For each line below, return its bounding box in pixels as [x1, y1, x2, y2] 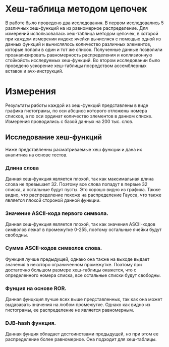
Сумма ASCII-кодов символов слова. [5, 245, 102, 252]
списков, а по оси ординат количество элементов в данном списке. [5, 113, 153, 119]
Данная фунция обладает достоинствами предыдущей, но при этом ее [5, 331, 159, 337]
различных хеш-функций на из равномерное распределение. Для [5, 25, 148, 31]
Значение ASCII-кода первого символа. [5, 210, 108, 217]
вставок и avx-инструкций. [5, 68, 64, 74]
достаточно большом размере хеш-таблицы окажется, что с [5, 267, 137, 273]
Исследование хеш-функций [5, 133, 102, 142]
